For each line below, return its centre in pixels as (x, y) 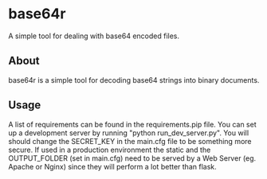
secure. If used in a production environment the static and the (110, 150)
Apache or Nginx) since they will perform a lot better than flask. (112, 166)
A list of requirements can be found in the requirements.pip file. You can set (132, 124)
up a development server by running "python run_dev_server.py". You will (129, 133)
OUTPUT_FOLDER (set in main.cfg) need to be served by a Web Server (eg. (132, 158)
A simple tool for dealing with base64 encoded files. (94, 36)
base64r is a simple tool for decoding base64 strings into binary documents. (134, 80)
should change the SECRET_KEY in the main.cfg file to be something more (130, 141)
